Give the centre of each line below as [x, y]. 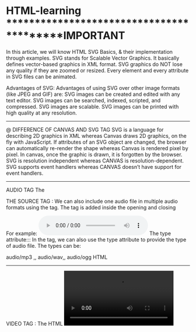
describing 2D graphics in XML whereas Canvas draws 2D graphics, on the [96, 136]
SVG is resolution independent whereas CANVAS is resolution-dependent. [95, 160]
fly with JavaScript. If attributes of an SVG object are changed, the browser [96, 142]
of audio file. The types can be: [44, 245]
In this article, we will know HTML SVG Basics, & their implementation [90, 51]
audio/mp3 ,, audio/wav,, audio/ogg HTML [57, 257]
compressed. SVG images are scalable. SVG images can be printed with [92, 106]
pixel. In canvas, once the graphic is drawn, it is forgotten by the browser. [94, 154]
